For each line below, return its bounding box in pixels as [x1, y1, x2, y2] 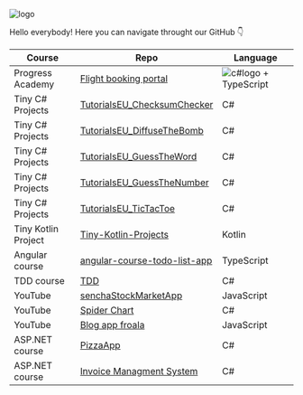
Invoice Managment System [79, 365, 198, 377]
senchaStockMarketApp [79, 289, 183, 302]
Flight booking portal [79, 72, 169, 85]
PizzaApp [79, 339, 121, 352]
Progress [14, 67, 52, 79]
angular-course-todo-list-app [79, 254, 213, 267]
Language [233, 52, 278, 63]
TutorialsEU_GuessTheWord [79, 150, 197, 163]
